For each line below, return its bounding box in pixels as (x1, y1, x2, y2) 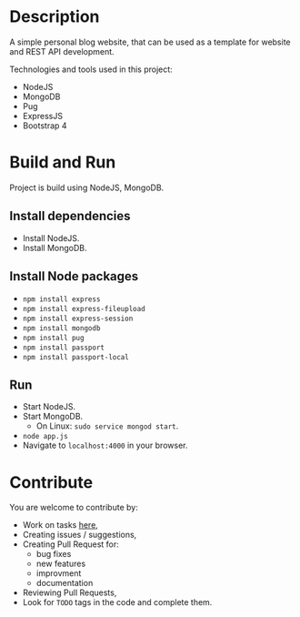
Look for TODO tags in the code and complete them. (22, 597, 213, 608)
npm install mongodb (22, 323, 101, 333)
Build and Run (9, 152, 116, 173)
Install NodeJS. (22, 232, 80, 243)
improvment (35, 568, 82, 579)
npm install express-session (22, 314, 134, 323)
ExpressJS (22, 110, 64, 121)
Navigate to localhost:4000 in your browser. (22, 440, 188, 451)
